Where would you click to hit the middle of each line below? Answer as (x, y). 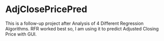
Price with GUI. (21, 34)
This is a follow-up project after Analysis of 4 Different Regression (75, 23)
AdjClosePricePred (46, 9)
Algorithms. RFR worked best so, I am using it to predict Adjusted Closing (82, 28)
